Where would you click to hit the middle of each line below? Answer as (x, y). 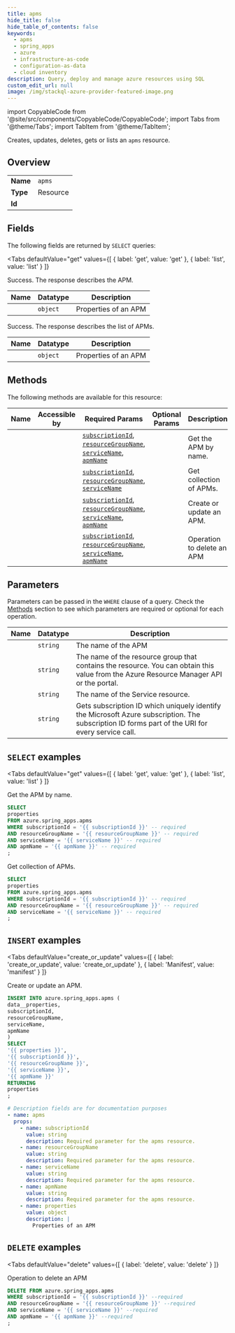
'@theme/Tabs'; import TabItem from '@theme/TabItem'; (89, 127)
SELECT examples (44, 757)
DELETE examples (44, 1247)
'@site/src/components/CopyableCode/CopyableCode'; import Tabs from (114, 119)
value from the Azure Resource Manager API (149, 675)
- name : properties (48, 1206)
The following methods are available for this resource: (85, 397)
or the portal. (97, 683)
